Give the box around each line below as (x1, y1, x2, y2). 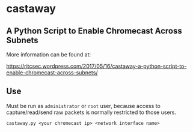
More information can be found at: (6, 51, 91, 58)
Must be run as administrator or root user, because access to (6, 102, 161, 109)
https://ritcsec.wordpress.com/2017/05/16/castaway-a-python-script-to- (6, 62, 187, 70)
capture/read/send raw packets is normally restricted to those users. (6, 109, 176, 116)
